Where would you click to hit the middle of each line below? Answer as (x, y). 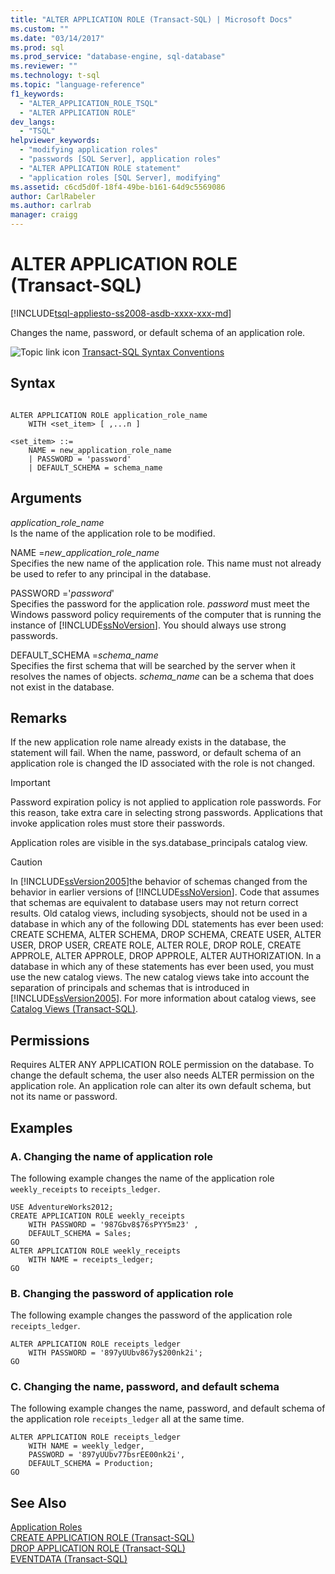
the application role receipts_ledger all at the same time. (127, 1419)
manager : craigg (44, 215)
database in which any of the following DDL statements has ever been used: (167, 924)
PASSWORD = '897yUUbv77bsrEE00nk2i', (107, 1455)
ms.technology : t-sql (55, 76)
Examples (41, 1127)
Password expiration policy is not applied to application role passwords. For (166, 802)
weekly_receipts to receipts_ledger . (85, 1188)
